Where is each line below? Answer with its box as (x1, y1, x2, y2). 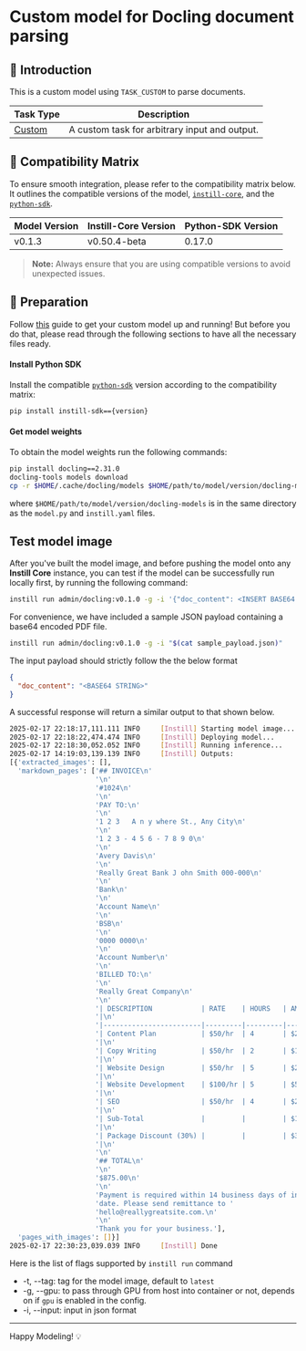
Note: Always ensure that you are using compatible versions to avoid (31, 258, 291, 269)
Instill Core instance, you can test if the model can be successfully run (9, 567, 275, 578)
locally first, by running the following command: (9, 577, 189, 588)
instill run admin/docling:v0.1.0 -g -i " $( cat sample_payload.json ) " (9, 639, 283, 649)
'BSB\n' (95, 919, 125, 928)
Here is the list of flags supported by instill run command (9, 1257, 234, 1269)
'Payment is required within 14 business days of (95, 1190, 287, 1200)
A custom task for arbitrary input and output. (68, 123, 260, 136)
